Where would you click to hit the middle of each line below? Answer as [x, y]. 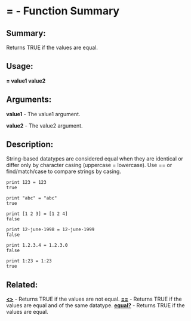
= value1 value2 [26, 81]
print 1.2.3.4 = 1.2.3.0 [37, 246]
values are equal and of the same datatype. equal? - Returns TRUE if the [95, 305]
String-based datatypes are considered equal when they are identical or [95, 159]
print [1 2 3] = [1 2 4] [37, 214]
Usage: [20, 66]
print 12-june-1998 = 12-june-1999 [50, 230]
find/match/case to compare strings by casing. [64, 171]
